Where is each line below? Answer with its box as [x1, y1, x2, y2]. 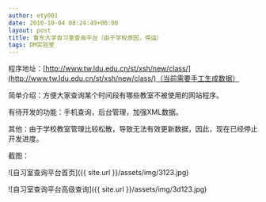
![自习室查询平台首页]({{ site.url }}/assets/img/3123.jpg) [8, 168, 189, 177]
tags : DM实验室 [8, 41, 55, 49]
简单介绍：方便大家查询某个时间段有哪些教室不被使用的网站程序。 [8, 90, 223, 100]
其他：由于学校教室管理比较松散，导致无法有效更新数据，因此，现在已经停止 [8, 124, 258, 134]
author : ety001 [8, 11, 59, 20]
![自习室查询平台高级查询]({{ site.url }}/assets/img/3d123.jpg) [8, 185, 207, 194]
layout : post [8, 26, 51, 34]
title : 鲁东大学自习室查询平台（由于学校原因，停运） [8, 33, 163, 42]
